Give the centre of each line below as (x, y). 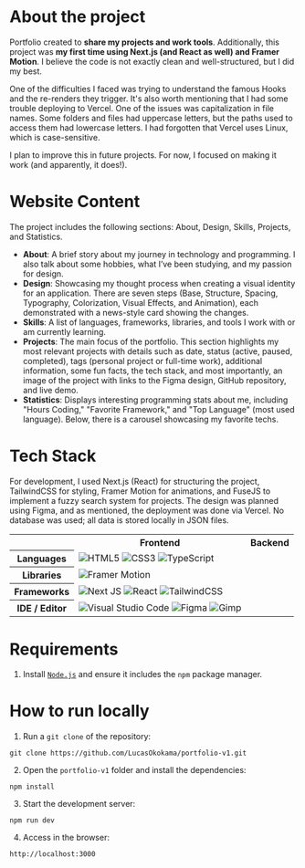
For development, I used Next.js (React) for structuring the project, (135, 481)
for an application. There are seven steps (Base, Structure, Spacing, (150, 293)
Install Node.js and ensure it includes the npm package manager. (142, 675)
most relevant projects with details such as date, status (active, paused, (158, 351)
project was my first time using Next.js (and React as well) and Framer (145, 51)
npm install (32, 787)
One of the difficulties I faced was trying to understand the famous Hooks (148, 89)
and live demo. (51, 390)
